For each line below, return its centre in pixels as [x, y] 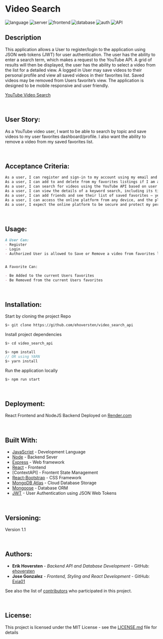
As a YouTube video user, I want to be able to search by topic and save [76, 131]
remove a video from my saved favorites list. [49, 141]
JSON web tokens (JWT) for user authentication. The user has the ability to [80, 54]
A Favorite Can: [21, 267]
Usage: [16, 229]
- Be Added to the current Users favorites [50, 275]
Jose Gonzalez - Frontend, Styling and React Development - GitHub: [81, 576]
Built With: [21, 440]
